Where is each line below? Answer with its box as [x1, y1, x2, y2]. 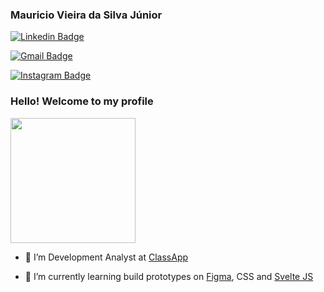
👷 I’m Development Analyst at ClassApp [24, 251, 189, 263]
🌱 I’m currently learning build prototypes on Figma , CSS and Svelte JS [24, 270, 314, 282]
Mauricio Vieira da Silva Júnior [10, 8, 163, 22]
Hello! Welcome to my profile [10, 94, 154, 108]
